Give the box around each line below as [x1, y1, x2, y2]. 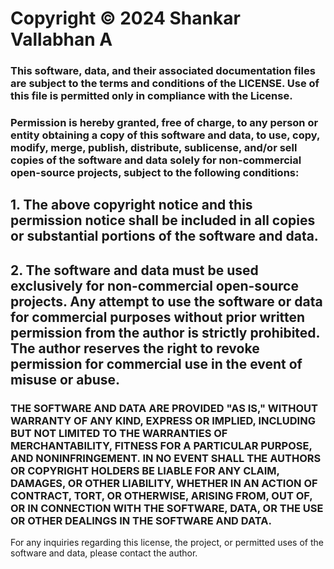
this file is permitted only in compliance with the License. [10, 89, 293, 103]
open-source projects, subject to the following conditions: [10, 166, 300, 180]
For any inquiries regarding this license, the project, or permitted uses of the [10, 537, 324, 549]
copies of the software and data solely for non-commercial [10, 153, 302, 167]
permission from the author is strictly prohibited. [10, 324, 320, 341]
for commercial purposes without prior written [10, 308, 306, 326]
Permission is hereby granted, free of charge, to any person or [10, 116, 319, 130]
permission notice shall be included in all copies [10, 212, 316, 229]
